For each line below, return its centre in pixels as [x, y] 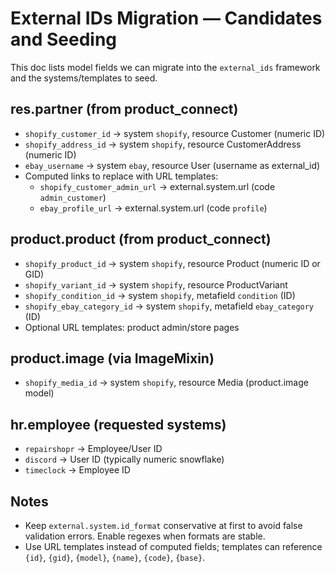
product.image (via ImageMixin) [112, 358]
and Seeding [64, 39]
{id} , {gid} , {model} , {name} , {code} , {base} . [115, 557]
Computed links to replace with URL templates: [121, 176]
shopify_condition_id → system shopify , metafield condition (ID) [160, 295]
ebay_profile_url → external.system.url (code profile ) [153, 208]
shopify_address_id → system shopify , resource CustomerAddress [163, 144]
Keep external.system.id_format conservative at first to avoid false [163, 525]
